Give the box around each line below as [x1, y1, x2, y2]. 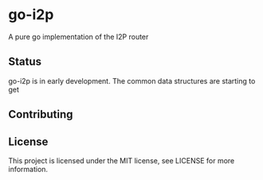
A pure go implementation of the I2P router [8, 32, 149, 41]
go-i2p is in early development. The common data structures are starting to [8, 76, 256, 85]
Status [8, 55, 42, 68]
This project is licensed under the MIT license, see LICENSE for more [8, 155, 235, 165]
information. [8, 164, 49, 174]
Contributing [8, 108, 73, 121]
